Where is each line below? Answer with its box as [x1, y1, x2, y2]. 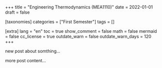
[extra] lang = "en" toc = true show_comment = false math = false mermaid [5, 28, 157, 34]
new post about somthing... [5, 48, 60, 54]
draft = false [5, 9, 30, 15]
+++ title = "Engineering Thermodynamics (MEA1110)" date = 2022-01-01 [5, 4, 153, 10]
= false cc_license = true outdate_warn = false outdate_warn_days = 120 [5, 34, 152, 39]
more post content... [5, 58, 46, 63]
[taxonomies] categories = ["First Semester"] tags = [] [5, 19, 115, 24]
